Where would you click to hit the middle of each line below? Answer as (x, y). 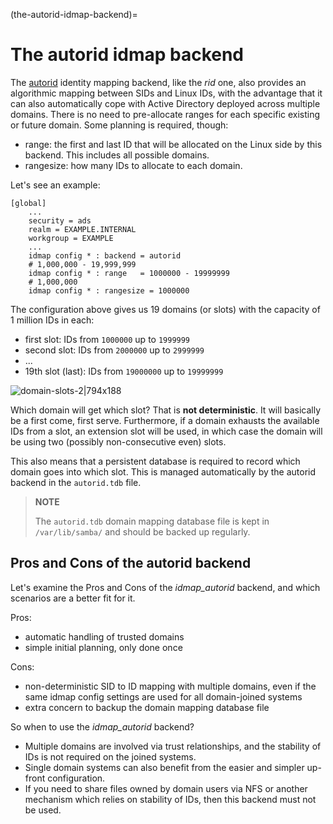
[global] (28, 203)
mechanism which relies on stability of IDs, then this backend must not (170, 799)
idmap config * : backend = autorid (105, 255)
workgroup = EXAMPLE (71, 238)
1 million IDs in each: (52, 320)
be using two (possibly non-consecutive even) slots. (118, 441)
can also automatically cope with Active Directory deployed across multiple (165, 103)
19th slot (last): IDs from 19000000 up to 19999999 (124, 371)
